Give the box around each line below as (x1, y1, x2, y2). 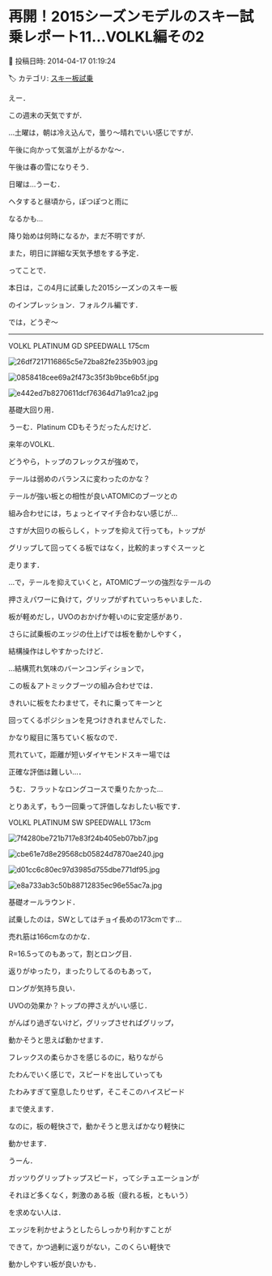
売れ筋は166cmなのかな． (8, 931, 95, 941)
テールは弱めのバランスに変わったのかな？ (8, 474, 151, 483)
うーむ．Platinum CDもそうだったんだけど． (8, 422, 156, 432)
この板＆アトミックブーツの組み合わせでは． (8, 681, 158, 690)
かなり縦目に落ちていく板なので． (8, 732, 122, 742)
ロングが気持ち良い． (8, 983, 79, 993)
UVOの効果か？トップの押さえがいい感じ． (8, 1000, 152, 1010)
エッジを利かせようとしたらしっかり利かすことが (8, 1224, 172, 1234)
